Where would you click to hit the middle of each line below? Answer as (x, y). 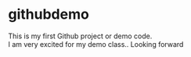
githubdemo (49, 14)
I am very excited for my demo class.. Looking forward (96, 44)
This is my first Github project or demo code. (80, 36)
